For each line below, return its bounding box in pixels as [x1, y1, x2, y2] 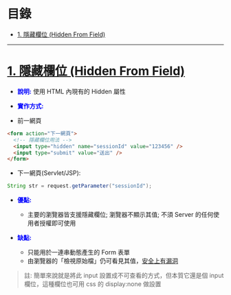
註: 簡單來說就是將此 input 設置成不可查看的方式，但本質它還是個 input [23, 272, 224, 280]
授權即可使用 [39, 219, 76, 227]
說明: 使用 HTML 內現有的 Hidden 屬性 [16, 87, 126, 95]
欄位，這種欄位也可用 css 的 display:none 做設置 [23, 280, 162, 288]
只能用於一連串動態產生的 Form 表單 [27, 248, 131, 257]
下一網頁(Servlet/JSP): [16, 169, 81, 177]
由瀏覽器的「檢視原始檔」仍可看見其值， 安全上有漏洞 [27, 257, 179, 265]
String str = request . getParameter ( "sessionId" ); [7, 182, 153, 189]
